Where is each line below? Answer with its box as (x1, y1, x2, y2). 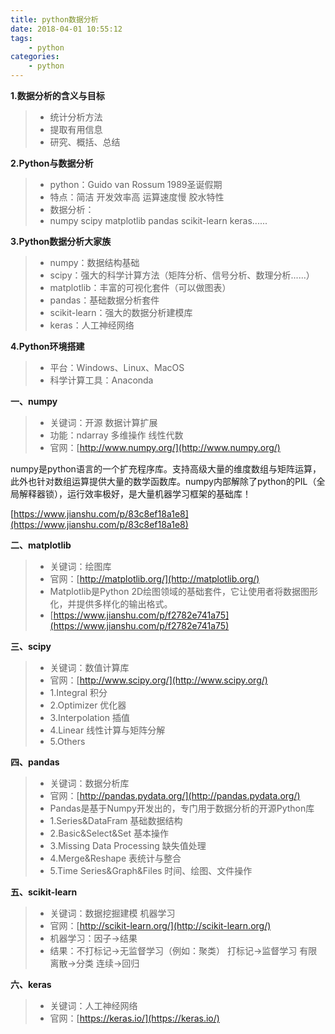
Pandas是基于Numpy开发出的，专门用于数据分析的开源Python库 (49, 802, 315, 814)
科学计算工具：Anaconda (49, 374, 154, 386)
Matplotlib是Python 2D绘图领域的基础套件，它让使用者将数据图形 (49, 586, 319, 597)
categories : (10, 52, 60, 62)
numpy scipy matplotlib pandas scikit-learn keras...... (49, 215, 268, 226)
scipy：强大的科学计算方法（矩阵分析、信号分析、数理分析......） (49, 269, 315, 281)
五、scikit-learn (10, 886, 78, 898)
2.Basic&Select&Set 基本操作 (49, 827, 169, 839)
